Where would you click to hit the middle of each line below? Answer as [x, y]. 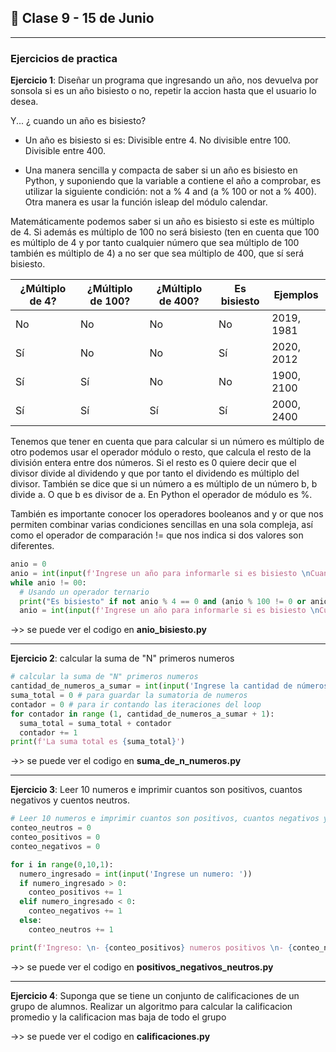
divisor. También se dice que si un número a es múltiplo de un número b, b [164, 484]
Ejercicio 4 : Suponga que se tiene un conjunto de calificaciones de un [155, 995]
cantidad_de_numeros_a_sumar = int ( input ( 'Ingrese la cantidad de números [169, 686]
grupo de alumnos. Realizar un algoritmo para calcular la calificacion [151, 1006]
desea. [24, 102]
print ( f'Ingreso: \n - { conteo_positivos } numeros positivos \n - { [151, 947]
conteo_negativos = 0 [55, 846]
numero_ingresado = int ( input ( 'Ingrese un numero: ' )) [136, 874]
